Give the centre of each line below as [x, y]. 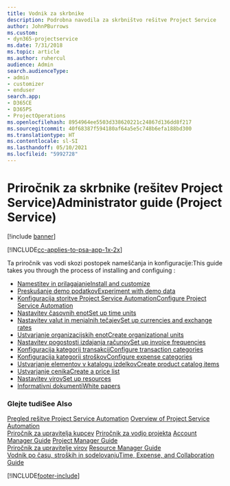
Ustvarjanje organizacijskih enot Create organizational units [100, 335]
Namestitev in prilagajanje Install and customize [84, 283]
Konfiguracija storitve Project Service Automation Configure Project [112, 298]
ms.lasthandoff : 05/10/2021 [47, 148]
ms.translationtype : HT [41, 135]
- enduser [21, 90]
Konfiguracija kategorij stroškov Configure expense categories [105, 356]
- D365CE [20, 103]
